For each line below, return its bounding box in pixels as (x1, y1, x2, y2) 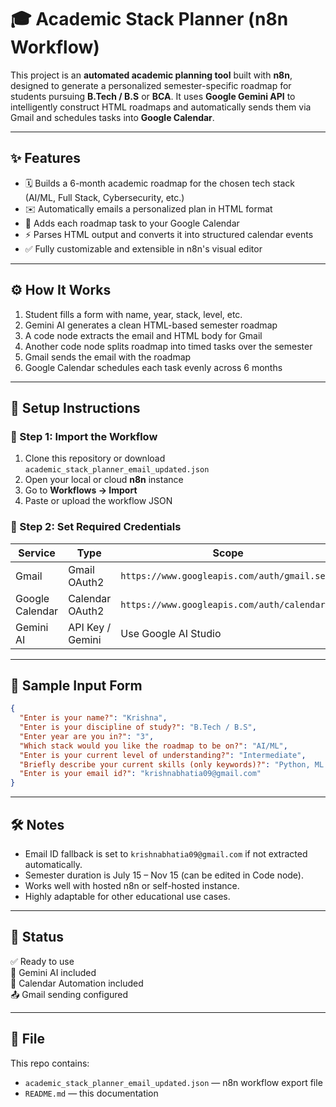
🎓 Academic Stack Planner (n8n (10, 8, 289, 31)
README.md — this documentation (24, 1087, 159, 1099)
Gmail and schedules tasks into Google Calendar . (10, 111, 215, 123)
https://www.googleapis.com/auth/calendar (120, 599, 326, 610)
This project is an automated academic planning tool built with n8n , (10, 69, 293, 81)
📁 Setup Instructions (10, 399, 141, 416)
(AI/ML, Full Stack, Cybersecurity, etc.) (24, 191, 185, 203)
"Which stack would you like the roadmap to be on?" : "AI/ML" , (19, 741, 288, 751)
